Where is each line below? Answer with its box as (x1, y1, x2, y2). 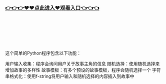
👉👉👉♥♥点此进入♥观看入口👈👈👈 (5, 4, 99, 11)
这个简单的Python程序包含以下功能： (5, 50, 81, 56)
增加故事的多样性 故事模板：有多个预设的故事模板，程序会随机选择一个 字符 (5, 67, 161, 73)
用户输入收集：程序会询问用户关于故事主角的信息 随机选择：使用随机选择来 (5, 61, 160, 67)
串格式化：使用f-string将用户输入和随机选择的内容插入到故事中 (5, 73, 134, 79)
